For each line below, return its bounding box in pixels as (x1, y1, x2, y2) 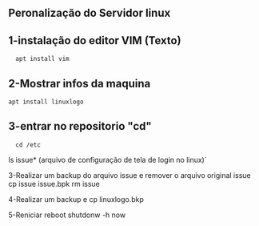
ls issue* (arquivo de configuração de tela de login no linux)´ (8, 155, 207, 164)
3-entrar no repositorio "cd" (8, 119, 152, 133)
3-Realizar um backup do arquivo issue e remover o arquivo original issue (8, 170, 251, 180)
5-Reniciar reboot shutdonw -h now (8, 210, 126, 220)
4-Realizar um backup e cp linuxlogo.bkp (8, 194, 144, 204)
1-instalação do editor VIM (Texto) (8, 34, 181, 47)
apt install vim (15, 55, 70, 63)
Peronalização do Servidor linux (8, 6, 171, 20)
